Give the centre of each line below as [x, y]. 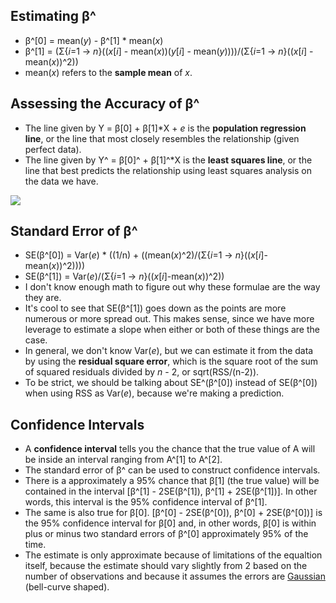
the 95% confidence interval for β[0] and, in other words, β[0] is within [170, 523]
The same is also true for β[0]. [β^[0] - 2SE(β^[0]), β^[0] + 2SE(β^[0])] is [173, 513]
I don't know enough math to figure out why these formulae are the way [172, 287]
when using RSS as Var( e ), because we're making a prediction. [154, 393]
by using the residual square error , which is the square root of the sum [171, 361]
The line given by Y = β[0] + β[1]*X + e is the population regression [165, 128]
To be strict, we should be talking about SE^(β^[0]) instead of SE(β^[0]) [171, 383]
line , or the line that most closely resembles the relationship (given [162, 138]
